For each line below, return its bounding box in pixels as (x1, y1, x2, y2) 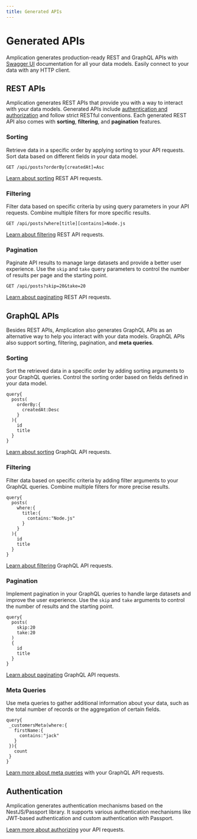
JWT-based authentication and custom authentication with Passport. (6, 815, 174, 822)
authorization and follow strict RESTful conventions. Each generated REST (6, 112, 187, 119)
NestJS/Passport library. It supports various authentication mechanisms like (6, 808, 191, 815)
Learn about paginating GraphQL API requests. (6, 671, 120, 678)
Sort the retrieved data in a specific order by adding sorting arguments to (6, 367, 185, 374)
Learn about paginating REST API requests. (6, 294, 111, 301)
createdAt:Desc (21, 407, 60, 413)
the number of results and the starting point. (6, 603, 114, 610)
